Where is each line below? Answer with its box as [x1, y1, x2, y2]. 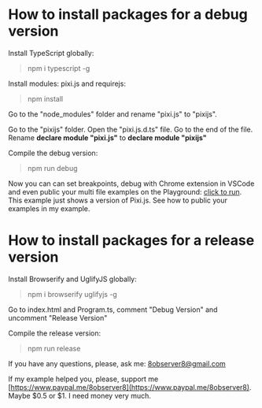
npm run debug [27, 163, 78, 172]
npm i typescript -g [27, 63, 90, 72]
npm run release [27, 343, 81, 353]
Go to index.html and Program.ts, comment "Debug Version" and [8, 305, 218, 314]
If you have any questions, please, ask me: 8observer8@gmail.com [8, 358, 226, 368]
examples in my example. [8, 203, 90, 213]
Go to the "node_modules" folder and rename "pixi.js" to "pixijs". [8, 109, 218, 119]
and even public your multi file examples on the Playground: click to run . [8, 187, 242, 196]
